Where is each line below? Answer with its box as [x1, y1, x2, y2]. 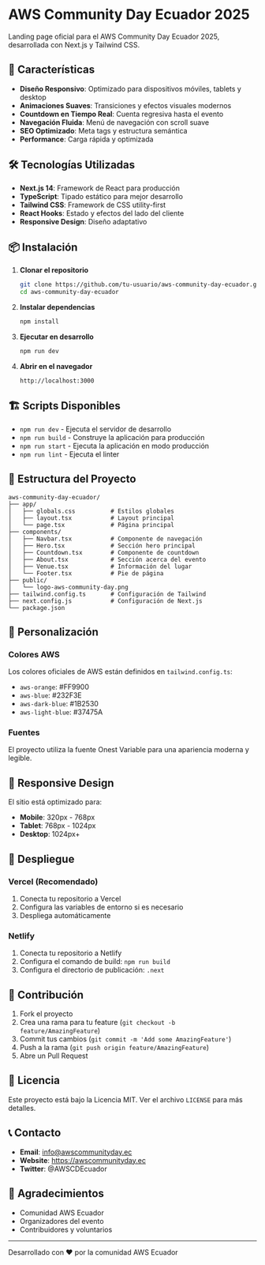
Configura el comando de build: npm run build [19, 957, 171, 966]
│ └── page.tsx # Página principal [8, 521, 175, 529]
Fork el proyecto [19, 1009, 73, 1018]
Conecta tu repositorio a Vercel [19, 894, 121, 903]
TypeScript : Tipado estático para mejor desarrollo [19, 191, 184, 201]
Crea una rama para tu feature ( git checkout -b [19, 1018, 176, 1027]
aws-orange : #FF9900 [19, 682, 89, 692]
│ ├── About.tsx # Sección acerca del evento [8, 555, 207, 563]
